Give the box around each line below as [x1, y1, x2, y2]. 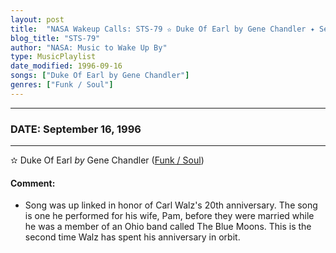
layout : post [10, 14, 65, 25]
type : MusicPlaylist [10, 52, 97, 62]
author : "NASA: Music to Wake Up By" [10, 42, 168, 53]
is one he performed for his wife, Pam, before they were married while [24, 210, 315, 222]
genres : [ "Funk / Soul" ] [10, 80, 114, 90]
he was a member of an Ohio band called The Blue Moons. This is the [24, 221, 312, 233]
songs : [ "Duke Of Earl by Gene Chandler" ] [10, 71, 190, 81]
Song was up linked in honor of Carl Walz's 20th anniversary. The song [24, 199, 318, 211]
